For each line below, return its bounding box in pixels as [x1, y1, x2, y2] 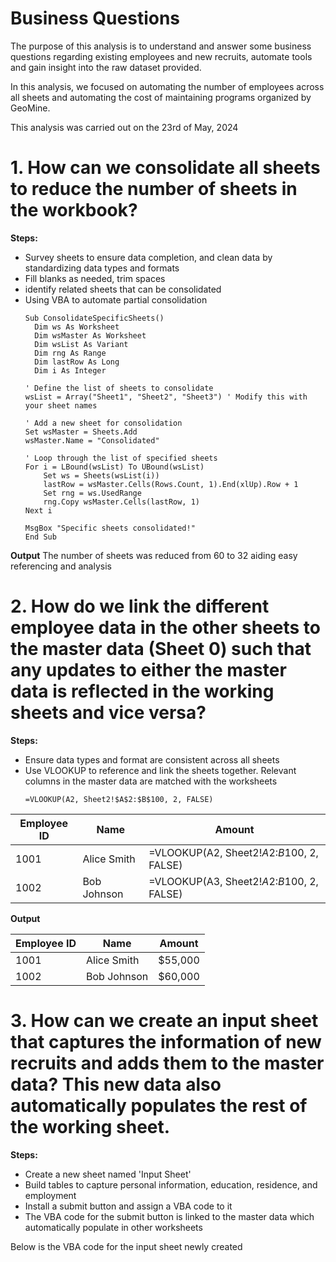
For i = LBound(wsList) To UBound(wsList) [24, 462, 205, 472]
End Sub [24, 532, 57, 542]
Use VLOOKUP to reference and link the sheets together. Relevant [24, 764, 297, 776]
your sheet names [24, 400, 98, 411]
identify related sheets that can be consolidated [24, 283, 222, 295]
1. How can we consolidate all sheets [10, 157, 321, 179]
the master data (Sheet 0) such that [10, 638, 312, 661]
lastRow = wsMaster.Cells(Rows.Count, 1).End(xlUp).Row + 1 [43, 479, 299, 489]
